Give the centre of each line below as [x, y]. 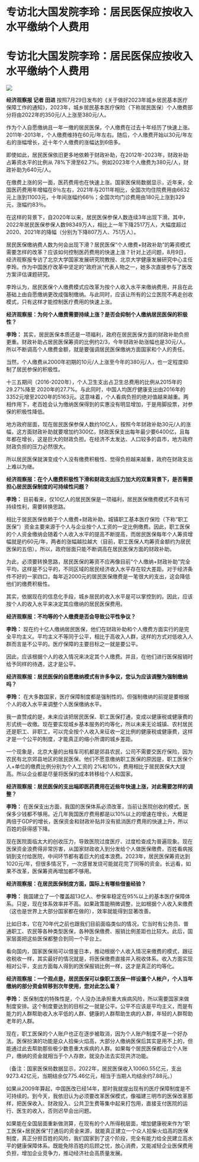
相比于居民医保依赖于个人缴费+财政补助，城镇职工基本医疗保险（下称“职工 [97, 520]
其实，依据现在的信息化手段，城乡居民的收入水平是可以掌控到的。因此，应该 [99, 597]
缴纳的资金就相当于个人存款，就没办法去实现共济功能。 [84, 1056]
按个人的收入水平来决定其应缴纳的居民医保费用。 [66, 604]
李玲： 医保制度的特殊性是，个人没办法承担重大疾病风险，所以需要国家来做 [98, 999]
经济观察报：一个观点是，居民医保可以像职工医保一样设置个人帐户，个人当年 [99, 979]
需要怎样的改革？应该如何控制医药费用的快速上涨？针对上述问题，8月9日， [98, 252]
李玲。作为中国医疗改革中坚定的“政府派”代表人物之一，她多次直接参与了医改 [99, 267]
